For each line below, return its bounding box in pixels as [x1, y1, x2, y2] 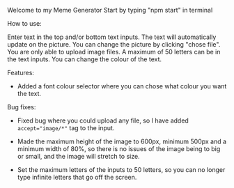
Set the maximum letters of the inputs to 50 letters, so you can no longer [17, 166, 226, 173]
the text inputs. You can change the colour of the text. [7, 55, 162, 63]
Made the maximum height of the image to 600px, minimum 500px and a [17, 137, 227, 146]
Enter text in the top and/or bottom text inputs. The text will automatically [7, 33, 217, 41]
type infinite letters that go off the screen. [17, 173, 137, 181]
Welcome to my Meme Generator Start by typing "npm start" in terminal [7, 6, 213, 14]
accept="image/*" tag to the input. [17, 124, 115, 132]
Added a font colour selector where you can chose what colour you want [17, 82, 227, 90]
